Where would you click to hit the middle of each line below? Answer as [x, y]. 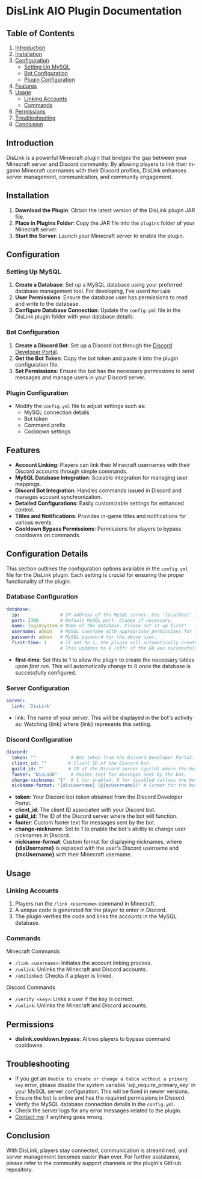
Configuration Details [47, 554]
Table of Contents [41, 33]
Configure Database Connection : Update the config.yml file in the [98, 310]
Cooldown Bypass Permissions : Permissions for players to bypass [98, 529]
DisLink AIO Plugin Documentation [94, 11]
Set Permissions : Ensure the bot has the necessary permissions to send [105, 371]
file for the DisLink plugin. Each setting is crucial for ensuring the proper [95, 574]
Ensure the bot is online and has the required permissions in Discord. [100, 1097]
